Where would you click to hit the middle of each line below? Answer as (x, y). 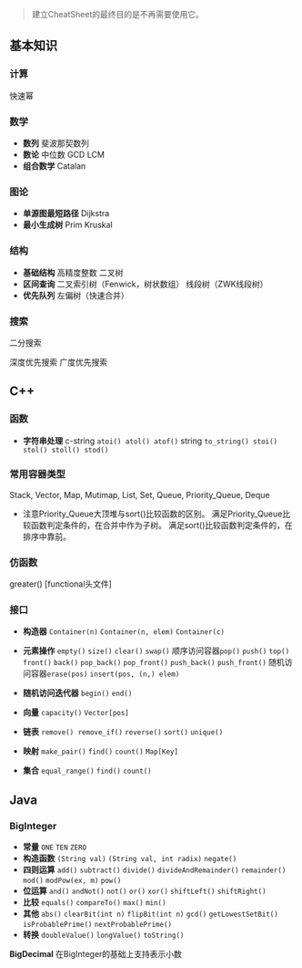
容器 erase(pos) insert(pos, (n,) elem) (105, 673)
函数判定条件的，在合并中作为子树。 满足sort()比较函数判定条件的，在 (161, 525)
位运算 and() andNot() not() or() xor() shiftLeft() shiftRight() (144, 891)
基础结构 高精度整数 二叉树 (73, 272)
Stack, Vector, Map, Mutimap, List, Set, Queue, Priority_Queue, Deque (140, 494)
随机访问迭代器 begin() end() (77, 693)
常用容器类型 (38, 474)
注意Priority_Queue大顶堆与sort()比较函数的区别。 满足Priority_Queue (152, 514)
